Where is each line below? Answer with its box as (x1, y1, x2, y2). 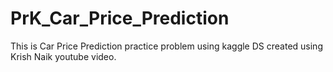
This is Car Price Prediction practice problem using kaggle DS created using (10, 40, 323, 52)
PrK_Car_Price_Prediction (10, 7, 230, 30)
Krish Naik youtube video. (10, 50, 117, 62)
